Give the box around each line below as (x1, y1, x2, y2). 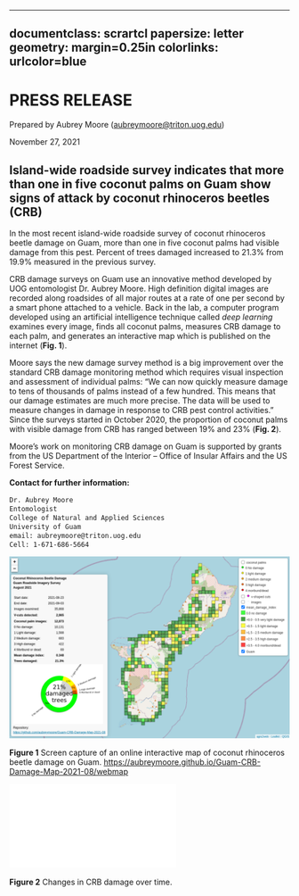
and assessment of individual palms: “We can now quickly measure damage (9, 377, 288, 387)
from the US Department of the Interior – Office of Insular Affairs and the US (9, 451, 287, 461)
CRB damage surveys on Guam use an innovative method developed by (9, 274, 272, 285)
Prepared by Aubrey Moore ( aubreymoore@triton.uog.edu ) (9, 120, 225, 130)
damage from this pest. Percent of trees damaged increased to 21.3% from (9, 247, 284, 258)
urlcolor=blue (9, 54, 87, 70)
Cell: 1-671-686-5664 (9, 541, 90, 550)
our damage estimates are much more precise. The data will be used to (9, 395, 271, 406)
